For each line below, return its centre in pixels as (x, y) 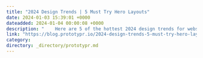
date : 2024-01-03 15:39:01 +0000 (48, 18)
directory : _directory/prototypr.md (52, 46)
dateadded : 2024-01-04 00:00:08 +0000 (55, 23)
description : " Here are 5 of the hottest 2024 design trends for (96, 29)
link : (13, 34)
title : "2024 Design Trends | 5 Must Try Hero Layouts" (78, 12)
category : (19, 40)
